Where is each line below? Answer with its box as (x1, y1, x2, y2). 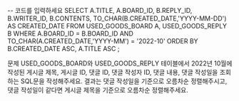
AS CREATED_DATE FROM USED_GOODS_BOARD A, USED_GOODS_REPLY (7, 22, 227, 30)
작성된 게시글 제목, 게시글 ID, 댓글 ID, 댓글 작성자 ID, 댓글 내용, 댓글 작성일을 (7, 68, 218, 76)
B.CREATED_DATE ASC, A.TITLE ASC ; (7, 45, 120, 53)
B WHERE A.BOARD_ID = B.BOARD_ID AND (7, 29, 133, 38)
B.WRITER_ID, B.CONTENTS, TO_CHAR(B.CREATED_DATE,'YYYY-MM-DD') (7, 14, 227, 23)
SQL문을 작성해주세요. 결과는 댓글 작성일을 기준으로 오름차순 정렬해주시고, (20, 77, 228, 85)
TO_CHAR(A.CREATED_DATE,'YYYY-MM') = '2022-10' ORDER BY (7, 37, 198, 45)
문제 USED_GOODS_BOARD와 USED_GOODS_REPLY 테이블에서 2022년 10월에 (7, 59, 233, 68)
